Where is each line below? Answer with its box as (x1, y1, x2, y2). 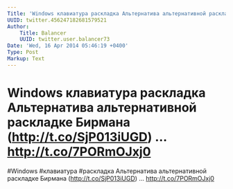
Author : (7, 23, 30, 30)
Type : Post (7, 49, 39, 56)
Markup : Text (7, 55, 45, 62)
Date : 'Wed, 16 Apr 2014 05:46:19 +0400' (7, 42, 129, 49)
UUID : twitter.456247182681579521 (7, 17, 107, 24)
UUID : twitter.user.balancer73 (19, 36, 110, 43)
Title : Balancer (19, 29, 67, 37)
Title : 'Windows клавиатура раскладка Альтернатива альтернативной (7, 10, 207, 17)
